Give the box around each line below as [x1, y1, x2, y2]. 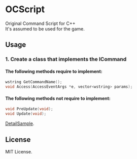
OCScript [5, 4, 45, 15]
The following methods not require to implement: [5, 95, 111, 101]
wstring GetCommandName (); [5, 80, 62, 85]
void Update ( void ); [5, 111, 47, 116]
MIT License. [5, 148, 32, 154]
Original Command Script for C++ [5, 20, 76, 26]
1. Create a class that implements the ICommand [5, 56, 127, 63]
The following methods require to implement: [5, 68, 102, 74]
